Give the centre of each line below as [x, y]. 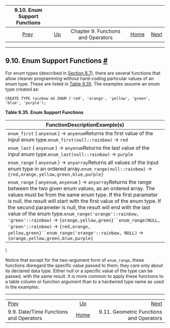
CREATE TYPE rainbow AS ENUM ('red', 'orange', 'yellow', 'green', [78, 98]
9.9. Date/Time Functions [38, 312]
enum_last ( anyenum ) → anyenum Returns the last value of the [79, 148]
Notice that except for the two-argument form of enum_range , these [75, 260]
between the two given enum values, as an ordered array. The [81, 188]
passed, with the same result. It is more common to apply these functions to [84, 276]
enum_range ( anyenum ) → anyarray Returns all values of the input [83, 162]
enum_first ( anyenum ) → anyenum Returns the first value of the [80, 133]
